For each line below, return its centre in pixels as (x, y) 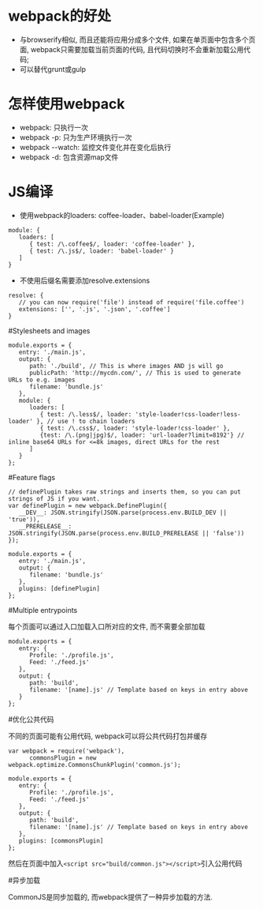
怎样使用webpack (67, 104)
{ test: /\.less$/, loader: (86, 414)
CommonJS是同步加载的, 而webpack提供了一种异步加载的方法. (110, 896)
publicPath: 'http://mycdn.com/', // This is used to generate (135, 373)
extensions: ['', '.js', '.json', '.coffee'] (94, 309)
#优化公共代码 (31, 719)
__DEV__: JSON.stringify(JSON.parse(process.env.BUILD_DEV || (122, 513)
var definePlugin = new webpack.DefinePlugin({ (88, 505)
